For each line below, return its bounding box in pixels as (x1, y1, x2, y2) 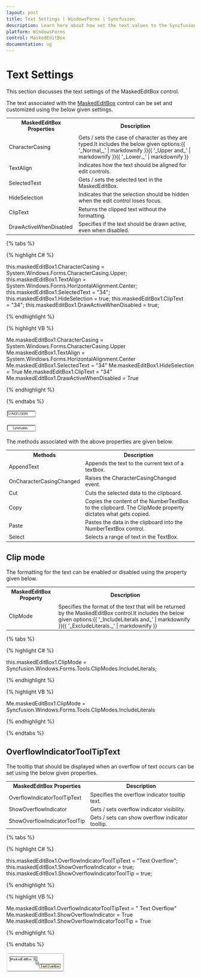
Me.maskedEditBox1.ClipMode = (6, 700, 86, 707)
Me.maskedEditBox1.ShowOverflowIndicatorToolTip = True (6, 917, 151, 925)
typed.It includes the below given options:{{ (78, 140, 185, 147)
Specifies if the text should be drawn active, (78, 220, 187, 228)
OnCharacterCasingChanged (8, 477, 81, 484)
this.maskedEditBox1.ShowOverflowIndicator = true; (6, 863, 135, 871)
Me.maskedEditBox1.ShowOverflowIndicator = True (6, 911, 133, 918)
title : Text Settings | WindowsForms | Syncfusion (6, 16, 135, 22)
